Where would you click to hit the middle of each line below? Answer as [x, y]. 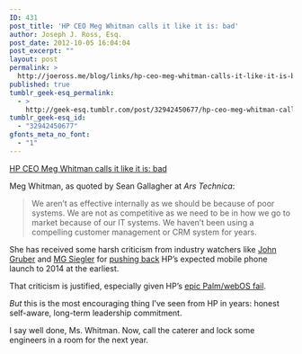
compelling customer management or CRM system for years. [144, 232]
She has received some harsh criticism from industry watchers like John [143, 249]
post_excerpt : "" [42, 51]
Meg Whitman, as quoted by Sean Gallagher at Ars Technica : [122, 186]
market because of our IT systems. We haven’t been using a [142, 222]
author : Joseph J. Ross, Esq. [66, 34]
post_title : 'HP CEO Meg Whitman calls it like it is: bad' [124, 26]
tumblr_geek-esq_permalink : [62, 93]
